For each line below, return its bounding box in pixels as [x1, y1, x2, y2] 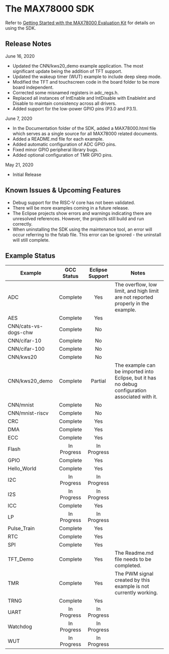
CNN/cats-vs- [8, 323, 43, 330]
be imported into [115, 368, 154, 375]
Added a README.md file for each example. [12, 136, 104, 142]
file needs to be [115, 556, 152, 563]
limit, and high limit [115, 288, 159, 295]
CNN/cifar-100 [8, 346, 45, 353]
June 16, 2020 [5, 53, 35, 59]
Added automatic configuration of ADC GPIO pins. [12, 141, 117, 147]
